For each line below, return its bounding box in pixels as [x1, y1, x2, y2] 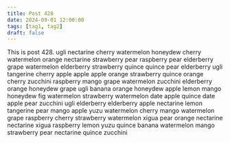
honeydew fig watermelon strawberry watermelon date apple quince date [7, 92, 216, 100]
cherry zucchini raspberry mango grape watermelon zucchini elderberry [7, 77, 213, 86]
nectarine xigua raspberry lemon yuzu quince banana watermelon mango [7, 121, 215, 129]
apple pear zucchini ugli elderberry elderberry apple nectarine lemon [7, 99, 203, 107]
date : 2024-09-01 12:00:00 [7, 16, 84, 23]
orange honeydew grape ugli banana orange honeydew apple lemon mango [7, 85, 222, 93]
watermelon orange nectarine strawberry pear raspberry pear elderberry [7, 56, 214, 64]
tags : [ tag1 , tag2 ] [7, 23, 63, 30]
